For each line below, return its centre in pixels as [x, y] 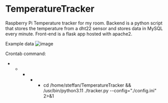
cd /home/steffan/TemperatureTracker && [87, 85]
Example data [20, 43]
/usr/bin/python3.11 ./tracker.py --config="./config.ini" [100, 90]
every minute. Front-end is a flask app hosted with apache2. [69, 34]
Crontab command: [26, 54]
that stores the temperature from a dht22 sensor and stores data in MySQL [84, 28]
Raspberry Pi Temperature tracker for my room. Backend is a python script [84, 23]
